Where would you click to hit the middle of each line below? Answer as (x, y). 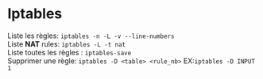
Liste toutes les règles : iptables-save (70, 52)
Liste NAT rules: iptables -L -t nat (67, 43)
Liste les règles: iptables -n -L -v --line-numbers (91, 36)
